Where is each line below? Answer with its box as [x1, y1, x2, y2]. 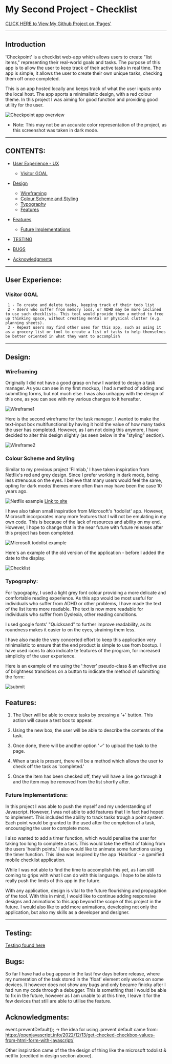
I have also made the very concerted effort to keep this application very [5, 636, 156, 643]
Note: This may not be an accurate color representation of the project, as [12, 121, 167, 127]
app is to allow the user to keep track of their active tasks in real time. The [5, 65, 161, 71]
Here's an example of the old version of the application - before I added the [5, 549, 165, 556]
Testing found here [5, 942, 46, 948]
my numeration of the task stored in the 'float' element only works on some [5, 976, 164, 983]
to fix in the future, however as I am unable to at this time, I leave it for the [5, 992, 161, 999]
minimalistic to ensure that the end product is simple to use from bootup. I [5, 642, 161, 648]
